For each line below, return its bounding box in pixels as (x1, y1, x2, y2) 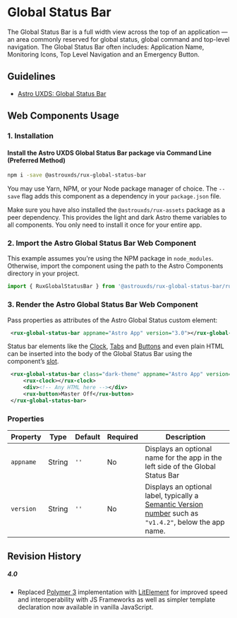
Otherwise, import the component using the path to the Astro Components (7, 262, 224, 271)
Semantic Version (145, 499, 203, 509)
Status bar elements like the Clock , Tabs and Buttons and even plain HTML (7, 342, 224, 350)
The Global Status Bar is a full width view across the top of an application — (7, 28, 228, 36)
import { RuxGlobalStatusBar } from (7, 283, 115, 290)
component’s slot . (7, 357, 59, 366)
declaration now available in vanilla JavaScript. (17, 602, 154, 611)
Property (11, 432, 42, 442)
